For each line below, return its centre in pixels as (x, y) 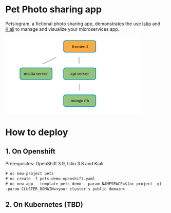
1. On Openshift (30, 151)
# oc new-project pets (30, 173)
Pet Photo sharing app (53, 9)
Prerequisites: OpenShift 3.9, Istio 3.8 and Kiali (54, 163)
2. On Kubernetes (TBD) (44, 205)
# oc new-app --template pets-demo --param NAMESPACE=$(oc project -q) (83, 184)
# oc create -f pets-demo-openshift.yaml (50, 179)
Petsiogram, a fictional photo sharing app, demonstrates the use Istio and (83, 24)
